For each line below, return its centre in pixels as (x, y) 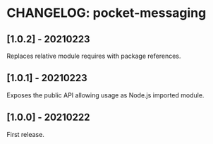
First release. (26, 134)
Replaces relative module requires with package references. (94, 56)
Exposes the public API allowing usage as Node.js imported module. (105, 95)
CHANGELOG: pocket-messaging (107, 13)
